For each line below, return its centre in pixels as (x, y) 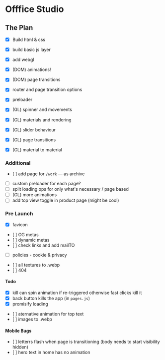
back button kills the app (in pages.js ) (51, 298)
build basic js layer (32, 50)
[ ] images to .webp (32, 319)
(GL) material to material (37, 150)
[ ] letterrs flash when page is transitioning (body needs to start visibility (86, 342)
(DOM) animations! (32, 70)
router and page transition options (47, 90)
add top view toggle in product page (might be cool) (66, 200)
